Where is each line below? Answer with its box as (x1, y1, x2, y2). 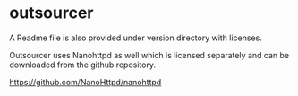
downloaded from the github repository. (9, 59, 157, 70)
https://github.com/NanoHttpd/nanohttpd (9, 76, 162, 87)
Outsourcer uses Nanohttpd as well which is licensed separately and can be (9, 49, 289, 60)
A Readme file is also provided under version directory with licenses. (9, 32, 262, 43)
